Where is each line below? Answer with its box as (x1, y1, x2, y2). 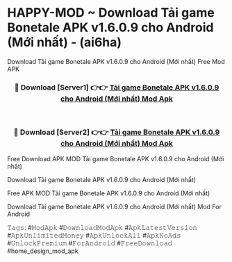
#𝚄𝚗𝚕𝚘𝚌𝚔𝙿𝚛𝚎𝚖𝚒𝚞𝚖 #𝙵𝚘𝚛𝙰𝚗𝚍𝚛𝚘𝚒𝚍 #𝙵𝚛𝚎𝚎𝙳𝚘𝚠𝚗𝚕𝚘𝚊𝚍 (7, 238, 172, 247)
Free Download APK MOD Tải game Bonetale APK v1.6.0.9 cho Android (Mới (7, 154, 224, 163)
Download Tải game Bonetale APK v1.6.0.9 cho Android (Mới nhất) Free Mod (7, 57, 226, 65)
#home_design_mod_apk (7, 247, 78, 255)
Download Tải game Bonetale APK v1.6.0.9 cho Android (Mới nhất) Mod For (7, 202, 222, 211)
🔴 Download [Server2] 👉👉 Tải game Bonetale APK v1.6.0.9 (13, 127, 220, 137)
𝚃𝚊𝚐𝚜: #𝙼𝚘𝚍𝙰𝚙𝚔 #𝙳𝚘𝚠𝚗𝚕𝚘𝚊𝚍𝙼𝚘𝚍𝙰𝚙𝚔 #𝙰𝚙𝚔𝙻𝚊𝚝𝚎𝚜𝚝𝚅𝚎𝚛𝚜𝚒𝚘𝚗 (7, 223, 198, 231)
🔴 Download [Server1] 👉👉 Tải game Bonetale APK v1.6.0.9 (14, 82, 219, 92)
